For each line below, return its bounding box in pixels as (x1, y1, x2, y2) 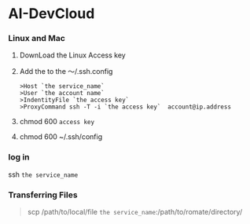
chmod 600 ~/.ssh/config (19, 132, 103, 141)
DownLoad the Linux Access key (19, 50, 126, 60)
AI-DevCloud (8, 5, 95, 23)
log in (8, 152, 30, 163)
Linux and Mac (8, 33, 65, 44)
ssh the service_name (8, 170, 79, 179)
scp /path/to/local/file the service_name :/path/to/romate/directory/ (27, 207, 243, 217)
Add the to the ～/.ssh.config (19, 67, 113, 76)
